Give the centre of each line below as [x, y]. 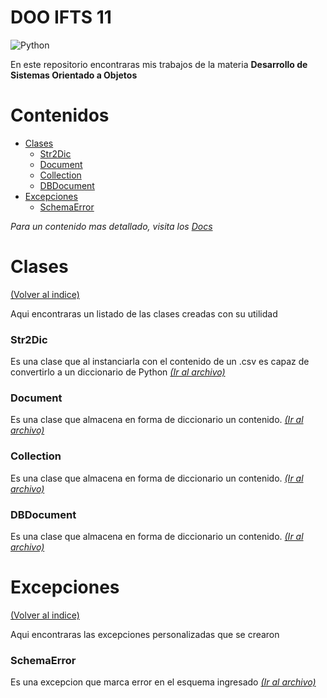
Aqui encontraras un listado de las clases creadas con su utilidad [144, 313]
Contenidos [60, 115]
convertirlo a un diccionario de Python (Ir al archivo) [118, 372]
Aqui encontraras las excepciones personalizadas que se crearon [145, 634]
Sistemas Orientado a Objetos [74, 75]
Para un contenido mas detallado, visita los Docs [111, 226]
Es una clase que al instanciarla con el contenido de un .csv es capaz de [160, 362]
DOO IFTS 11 [61, 17]
